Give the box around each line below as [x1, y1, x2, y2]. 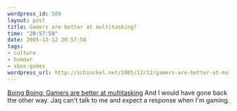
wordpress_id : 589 [7, 10, 61, 18]
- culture [7, 50, 37, 57]
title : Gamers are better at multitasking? [7, 23, 138, 30]
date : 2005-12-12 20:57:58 [7, 37, 87, 44]
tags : [7, 43, 23, 50]
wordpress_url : [7, 69, 52, 76]
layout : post [7, 17, 46, 24]
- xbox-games [7, 63, 46, 70]
